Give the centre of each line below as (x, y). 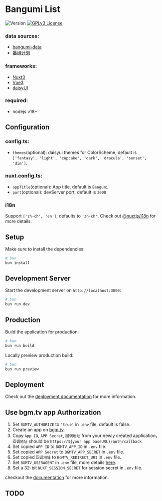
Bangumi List (33, 9)
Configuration (27, 127)
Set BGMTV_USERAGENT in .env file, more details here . (64, 462)
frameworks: (21, 66)
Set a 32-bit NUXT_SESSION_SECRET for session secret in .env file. (77, 468)
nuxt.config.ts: (24, 176)
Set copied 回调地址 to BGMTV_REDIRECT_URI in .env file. (67, 457)
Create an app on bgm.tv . (38, 430)
